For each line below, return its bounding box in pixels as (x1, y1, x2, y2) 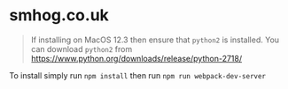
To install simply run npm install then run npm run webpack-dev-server (9, 70, 267, 80)
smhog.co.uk (9, 5, 109, 26)
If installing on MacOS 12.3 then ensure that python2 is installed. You (30, 34, 280, 45)
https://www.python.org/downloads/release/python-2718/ (30, 53, 242, 63)
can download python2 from (30, 43, 133, 54)
